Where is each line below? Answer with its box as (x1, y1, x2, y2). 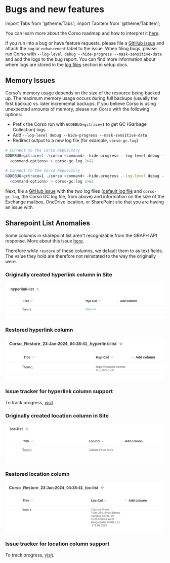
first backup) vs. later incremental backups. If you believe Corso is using (5, 100, 156, 107)
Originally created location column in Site (5, 412, 109, 419)
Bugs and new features (5, 4, 105, 15)
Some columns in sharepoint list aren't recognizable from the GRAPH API (5, 232, 157, 238)
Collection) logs (12, 126, 46, 132)
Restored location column (5, 471, 70, 478)
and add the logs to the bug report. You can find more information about (5, 56, 156, 62)
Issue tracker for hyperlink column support (5, 388, 113, 395)
